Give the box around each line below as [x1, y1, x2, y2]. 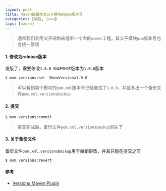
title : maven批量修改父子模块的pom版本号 [5, 12, 83, 17]
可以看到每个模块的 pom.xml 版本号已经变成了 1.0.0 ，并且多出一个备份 [17, 85, 157, 91]
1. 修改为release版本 [5, 53, 47, 59]
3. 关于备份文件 [5, 136, 37, 142]
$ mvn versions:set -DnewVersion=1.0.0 [5, 75, 88, 81]
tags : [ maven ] [5, 21, 35, 26]
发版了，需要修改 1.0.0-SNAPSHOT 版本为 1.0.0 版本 [5, 65, 104, 72]
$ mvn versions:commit [5, 114, 52, 119]
